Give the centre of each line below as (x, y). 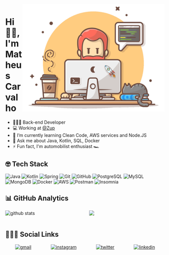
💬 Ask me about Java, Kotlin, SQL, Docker (56, 140)
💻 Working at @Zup (34, 128)
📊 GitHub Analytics (37, 198)
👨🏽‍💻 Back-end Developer (39, 122)
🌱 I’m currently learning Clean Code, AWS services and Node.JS (79, 135)
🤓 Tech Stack (27, 164)
